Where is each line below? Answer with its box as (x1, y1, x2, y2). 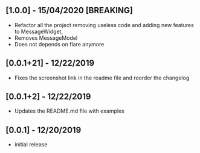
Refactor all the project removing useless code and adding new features (14, 21, 194, 28)
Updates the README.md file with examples (14, 107, 125, 114)
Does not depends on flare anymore (14, 40, 105, 48)
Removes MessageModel (14, 34, 78, 42)
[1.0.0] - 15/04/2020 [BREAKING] (5, 5, 134, 16)
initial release (14, 141, 48, 148)
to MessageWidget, (14, 28, 63, 35)
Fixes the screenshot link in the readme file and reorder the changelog (14, 74, 190, 81)
